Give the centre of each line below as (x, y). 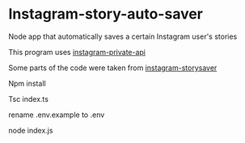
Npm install (27, 83)
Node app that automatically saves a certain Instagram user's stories (123, 36)
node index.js (31, 130)
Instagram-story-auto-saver (106, 14)
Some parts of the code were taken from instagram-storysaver (113, 67)
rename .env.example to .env (57, 115)
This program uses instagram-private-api (77, 52)
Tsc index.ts (28, 99)
